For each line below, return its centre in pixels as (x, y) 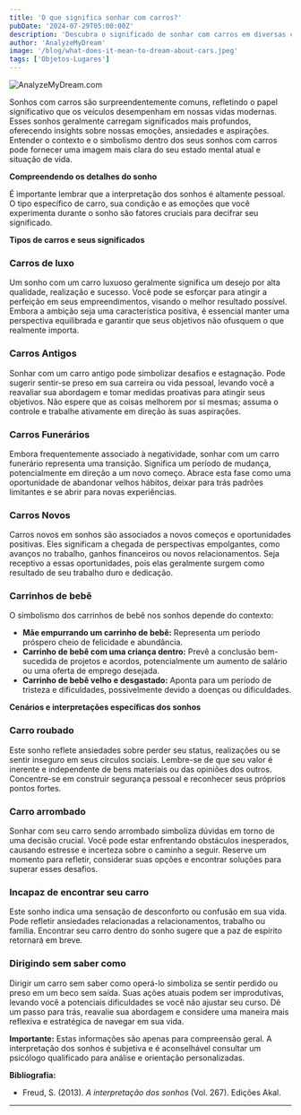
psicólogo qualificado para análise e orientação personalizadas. (127, 1058)
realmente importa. (44, 330)
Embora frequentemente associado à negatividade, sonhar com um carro (144, 454)
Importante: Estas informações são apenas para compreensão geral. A (141, 1038)
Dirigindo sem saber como (68, 964)
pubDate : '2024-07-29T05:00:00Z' (72, 26)
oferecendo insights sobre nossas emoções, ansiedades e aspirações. (139, 130)
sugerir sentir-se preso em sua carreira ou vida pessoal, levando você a (142, 383)
